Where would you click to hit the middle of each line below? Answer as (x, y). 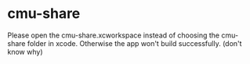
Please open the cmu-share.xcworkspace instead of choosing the (114, 35)
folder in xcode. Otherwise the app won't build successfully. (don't (134, 43)
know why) (25, 52)
